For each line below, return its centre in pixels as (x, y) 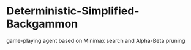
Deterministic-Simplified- (73, 11)
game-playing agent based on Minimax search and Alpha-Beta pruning (96, 40)
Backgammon (42, 24)
